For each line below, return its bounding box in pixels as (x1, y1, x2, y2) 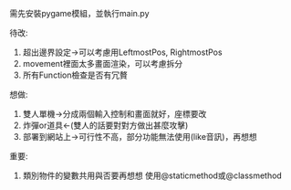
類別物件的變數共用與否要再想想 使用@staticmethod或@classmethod (22, 170, 283, 181)
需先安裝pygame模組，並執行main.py (9, 8, 150, 18)
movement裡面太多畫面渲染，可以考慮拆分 (22, 58, 183, 69)
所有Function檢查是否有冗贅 (22, 69, 128, 80)
